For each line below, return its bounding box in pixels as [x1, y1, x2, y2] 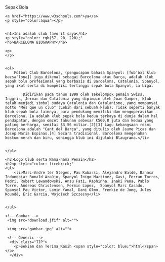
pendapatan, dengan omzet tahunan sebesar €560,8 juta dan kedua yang [5, 118, 154, 123]
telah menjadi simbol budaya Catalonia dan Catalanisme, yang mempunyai [5, 101, 158, 106]
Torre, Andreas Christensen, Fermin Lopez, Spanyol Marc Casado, [5, 183, 145, 188]
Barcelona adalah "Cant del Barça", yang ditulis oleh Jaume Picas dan [5, 127, 156, 131]
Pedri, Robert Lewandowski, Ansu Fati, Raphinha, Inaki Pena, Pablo [5, 179, 149, 184]
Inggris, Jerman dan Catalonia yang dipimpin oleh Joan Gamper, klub [5, 96, 152, 101]
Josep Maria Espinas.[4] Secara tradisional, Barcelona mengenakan [5, 131, 147, 136]
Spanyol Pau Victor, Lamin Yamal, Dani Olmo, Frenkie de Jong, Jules [5, 188, 152, 193]
